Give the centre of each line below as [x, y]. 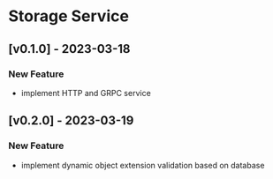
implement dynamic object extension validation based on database [143, 165]
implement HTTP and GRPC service [86, 93]
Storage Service [69, 16]
